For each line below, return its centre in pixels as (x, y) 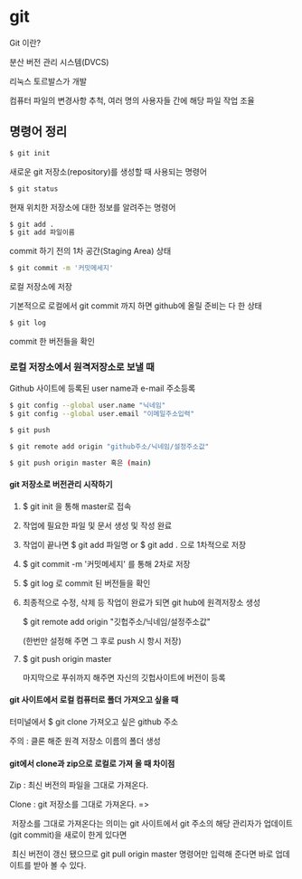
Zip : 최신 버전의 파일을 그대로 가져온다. (79, 785)
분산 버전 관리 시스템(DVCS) (59, 61)
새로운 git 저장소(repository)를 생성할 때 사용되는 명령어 (109, 171)
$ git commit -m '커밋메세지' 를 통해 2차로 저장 (106, 563)
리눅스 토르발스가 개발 (48, 81)
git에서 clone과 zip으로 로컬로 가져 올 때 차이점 (92, 763)
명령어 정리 (38, 132)
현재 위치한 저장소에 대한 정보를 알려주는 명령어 (93, 207)
